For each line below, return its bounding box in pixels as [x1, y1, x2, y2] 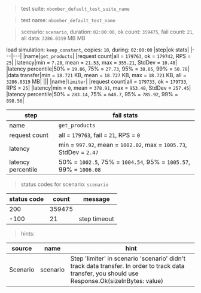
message [83, 195, 110, 203]
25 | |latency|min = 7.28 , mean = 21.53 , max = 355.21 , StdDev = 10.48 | [6, 59, 178, 66]
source [11, 245, 32, 252]
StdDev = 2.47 [59, 148, 99, 156]
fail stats [112, 111, 138, 119]
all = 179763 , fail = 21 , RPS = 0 [59, 131, 141, 139]
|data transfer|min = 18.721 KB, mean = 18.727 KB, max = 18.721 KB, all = [6, 72, 187, 78]
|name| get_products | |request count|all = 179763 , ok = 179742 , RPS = [23, 53, 191, 59]
